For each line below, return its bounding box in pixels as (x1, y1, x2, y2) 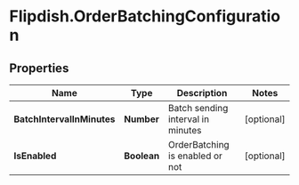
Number (124, 113, 160, 125)
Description (176, 87, 228, 99)
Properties (9, 60, 69, 76)
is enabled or (167, 149, 222, 162)
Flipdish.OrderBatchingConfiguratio (9, 6, 281, 27)
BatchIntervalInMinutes (13, 113, 116, 125)
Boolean (124, 149, 160, 162)
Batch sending (167, 102, 229, 114)
